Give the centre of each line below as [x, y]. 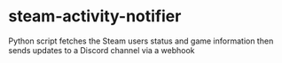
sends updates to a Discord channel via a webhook [102, 50]
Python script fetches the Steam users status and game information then [141, 41]
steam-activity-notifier [95, 16]
